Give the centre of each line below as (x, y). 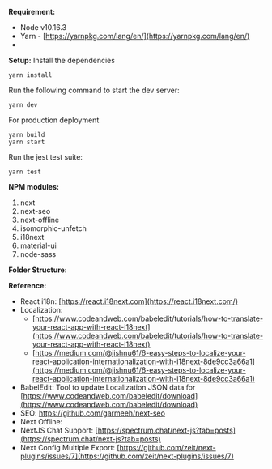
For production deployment (54, 120)
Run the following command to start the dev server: (94, 90)
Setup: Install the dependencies (62, 60)
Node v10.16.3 (43, 27)
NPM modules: (34, 187)
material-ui (38, 245)
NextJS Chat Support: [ (59, 430)
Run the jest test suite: (46, 157)
